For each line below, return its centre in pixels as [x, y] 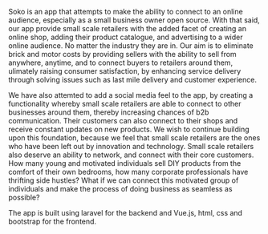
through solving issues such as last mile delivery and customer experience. [132, 80]
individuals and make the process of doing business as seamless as [120, 189]
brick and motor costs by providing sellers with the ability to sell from [122, 54]
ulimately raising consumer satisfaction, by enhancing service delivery [125, 71]
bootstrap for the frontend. [53, 221]
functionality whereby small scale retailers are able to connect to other [125, 104]
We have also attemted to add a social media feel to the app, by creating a [131, 95]
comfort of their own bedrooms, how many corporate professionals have [128, 172]
